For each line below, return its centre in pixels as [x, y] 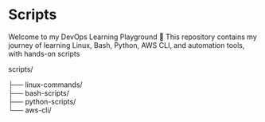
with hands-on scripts [44, 53]
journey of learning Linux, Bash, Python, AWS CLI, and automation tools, [127, 45]
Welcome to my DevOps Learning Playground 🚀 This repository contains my [132, 37]
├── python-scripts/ [42, 101]
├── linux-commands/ [45, 85]
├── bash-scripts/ [39, 92]
